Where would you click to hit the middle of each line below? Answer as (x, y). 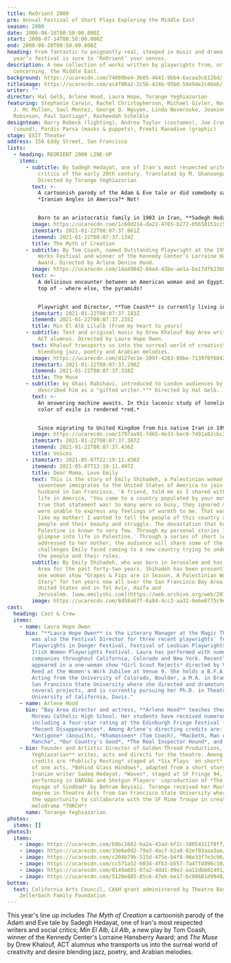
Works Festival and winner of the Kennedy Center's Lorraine (127, 256)
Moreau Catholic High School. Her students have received (117, 716)
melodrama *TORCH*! (60, 806)
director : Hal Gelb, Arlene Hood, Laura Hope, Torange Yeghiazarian (107, 97)
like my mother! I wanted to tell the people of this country (129, 518)
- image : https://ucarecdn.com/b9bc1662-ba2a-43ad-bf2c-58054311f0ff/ (123, 844)
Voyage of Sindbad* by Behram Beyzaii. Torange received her (121, 787)
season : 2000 (26, 26)
